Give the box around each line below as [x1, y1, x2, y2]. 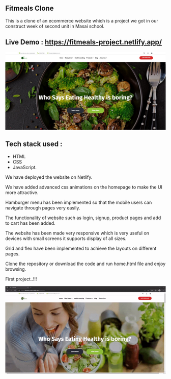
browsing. [5, 266, 26, 272]
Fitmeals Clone [5, 4, 54, 13]
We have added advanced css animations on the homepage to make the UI [5, 184, 163, 190]
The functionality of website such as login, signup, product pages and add [5, 215, 161, 221]
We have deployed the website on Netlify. [5, 174, 93, 180]
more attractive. [5, 189, 39, 196]
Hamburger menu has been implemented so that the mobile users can [5, 199, 152, 205]
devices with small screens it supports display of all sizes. [5, 235, 127, 242]
